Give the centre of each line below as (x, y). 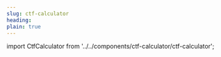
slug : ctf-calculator (38, 14)
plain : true (24, 26)
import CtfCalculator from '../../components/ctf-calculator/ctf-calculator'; (110, 47)
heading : (19, 20)
